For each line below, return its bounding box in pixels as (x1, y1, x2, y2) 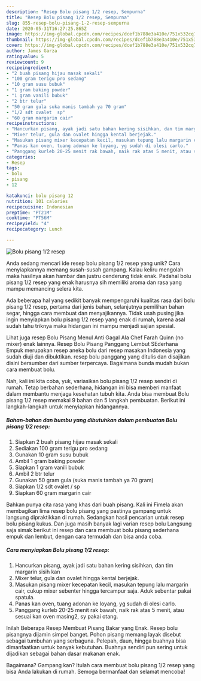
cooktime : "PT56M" (6, 215, 52, 221)
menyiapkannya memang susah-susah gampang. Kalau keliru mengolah (6, 265, 184, 273)
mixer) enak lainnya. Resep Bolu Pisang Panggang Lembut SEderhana (6, 340, 178, 347)
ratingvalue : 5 (6, 53, 44, 59)
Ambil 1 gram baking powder (14, 457, 86, 464)
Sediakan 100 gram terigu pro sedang (14, 444, 108, 452)
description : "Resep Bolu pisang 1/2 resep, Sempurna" (6, 8, 146, 15)
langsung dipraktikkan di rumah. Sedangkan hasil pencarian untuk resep (6, 513, 184, 521)
